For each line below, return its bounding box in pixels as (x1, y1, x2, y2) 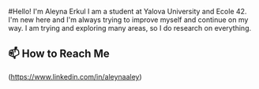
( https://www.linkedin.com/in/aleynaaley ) (8, 72, 142, 81)
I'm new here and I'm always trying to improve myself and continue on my (8, 15, 249, 24)
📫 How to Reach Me (8, 47, 110, 61)
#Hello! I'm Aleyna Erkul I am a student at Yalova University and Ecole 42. (8, 7, 247, 16)
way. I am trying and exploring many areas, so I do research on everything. (8, 24, 251, 32)
